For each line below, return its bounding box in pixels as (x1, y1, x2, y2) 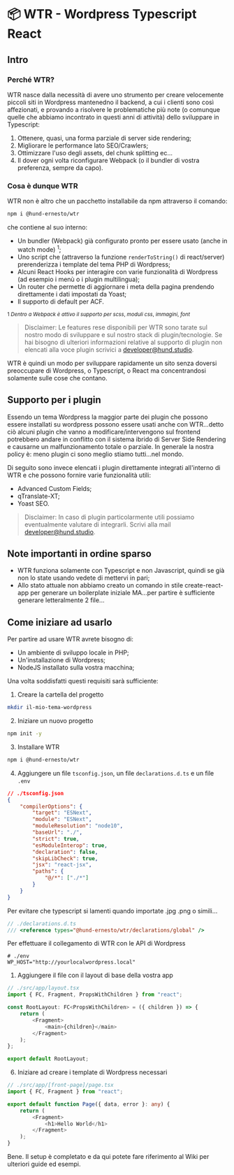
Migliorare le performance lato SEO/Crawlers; (17, 141, 149, 150)
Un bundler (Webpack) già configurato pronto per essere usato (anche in (17, 236, 228, 245)
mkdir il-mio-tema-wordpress (7, 704, 92, 711)
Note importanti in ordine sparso (7, 548, 152, 560)
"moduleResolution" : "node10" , (32, 822, 124, 829)
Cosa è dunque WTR (7, 180, 78, 190)
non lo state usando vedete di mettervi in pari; (17, 574, 150, 582)
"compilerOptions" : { (20, 803, 82, 810)
